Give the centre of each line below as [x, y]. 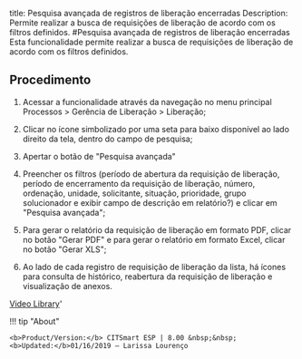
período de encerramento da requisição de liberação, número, [139, 183]
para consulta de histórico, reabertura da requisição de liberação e [147, 277]
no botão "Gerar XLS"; [64, 249]
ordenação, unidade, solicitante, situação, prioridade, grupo [134, 193]
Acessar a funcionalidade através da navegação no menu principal [147, 102]
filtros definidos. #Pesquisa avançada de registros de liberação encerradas [150, 32]
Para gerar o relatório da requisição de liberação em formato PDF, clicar [157, 229]
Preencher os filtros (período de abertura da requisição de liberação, [151, 174]
